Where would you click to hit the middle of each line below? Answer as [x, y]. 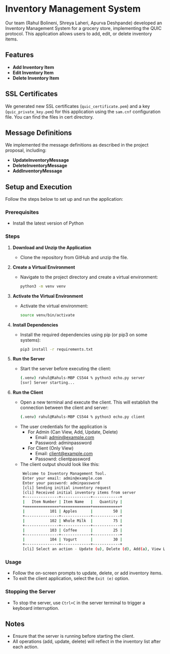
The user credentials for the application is [63, 427]
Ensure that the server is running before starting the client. [74, 636]
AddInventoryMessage [37, 171]
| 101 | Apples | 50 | [72, 512]
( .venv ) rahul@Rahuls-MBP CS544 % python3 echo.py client [82, 417]
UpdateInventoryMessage [41, 160]
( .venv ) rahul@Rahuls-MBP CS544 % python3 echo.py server [82, 378]
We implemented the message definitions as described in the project [77, 145]
